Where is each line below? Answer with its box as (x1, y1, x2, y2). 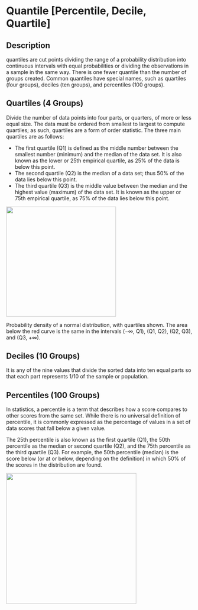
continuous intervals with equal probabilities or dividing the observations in (6, 62, 189, 69)
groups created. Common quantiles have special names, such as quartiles (6, 75, 186, 82)
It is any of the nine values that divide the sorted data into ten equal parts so (6, 367, 191, 374)
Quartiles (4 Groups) (6, 98, 84, 108)
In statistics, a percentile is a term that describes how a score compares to (6, 406, 188, 413)
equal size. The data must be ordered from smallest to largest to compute (6, 120, 185, 127)
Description (6, 40, 50, 50)
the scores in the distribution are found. (6, 461, 102, 468)
